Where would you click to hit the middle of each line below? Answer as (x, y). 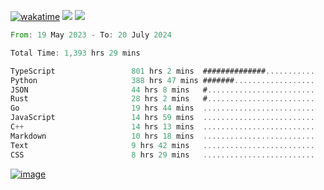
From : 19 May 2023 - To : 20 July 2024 (91, 35)
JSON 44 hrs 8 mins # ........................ (162, 90)
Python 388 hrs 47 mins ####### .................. (162, 80)
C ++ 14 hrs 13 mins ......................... (162, 127)
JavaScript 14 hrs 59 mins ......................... (162, 118)
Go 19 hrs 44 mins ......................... (162, 108)
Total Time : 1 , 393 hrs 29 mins (75, 53)
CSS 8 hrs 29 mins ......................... (162, 155)
